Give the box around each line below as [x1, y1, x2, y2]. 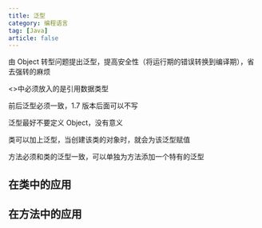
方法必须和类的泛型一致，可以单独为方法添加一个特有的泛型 [8, 152, 204, 162]
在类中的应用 [8, 178, 72, 191]
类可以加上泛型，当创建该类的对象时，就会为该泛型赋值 [8, 135, 190, 145]
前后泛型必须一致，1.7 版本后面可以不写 [8, 101, 138, 110]
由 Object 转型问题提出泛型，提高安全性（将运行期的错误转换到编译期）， [8, 57, 248, 66]
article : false [8, 34, 59, 42]
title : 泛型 [8, 11, 46, 20]
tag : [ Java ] [8, 26, 48, 34]
